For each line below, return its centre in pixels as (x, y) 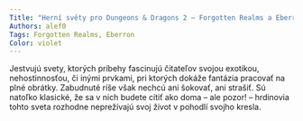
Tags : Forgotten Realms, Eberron (72, 34)
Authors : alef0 (38, 26)
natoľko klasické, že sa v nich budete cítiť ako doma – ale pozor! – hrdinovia (150, 98)
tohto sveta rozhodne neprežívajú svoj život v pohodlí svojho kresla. (135, 107)
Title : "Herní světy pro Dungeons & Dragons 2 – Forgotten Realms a (141, 18)
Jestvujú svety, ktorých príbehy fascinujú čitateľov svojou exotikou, (134, 69)
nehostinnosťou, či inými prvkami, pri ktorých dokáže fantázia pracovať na (147, 79)
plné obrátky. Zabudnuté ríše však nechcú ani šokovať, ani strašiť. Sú (138, 88)
